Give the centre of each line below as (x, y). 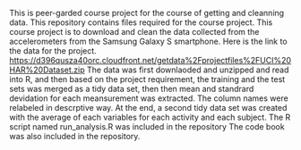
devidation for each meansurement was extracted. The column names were (149, 98)
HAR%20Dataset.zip (47, 70)
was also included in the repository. (75, 136)
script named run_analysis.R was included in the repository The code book (147, 127)
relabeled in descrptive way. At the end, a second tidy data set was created (148, 108)
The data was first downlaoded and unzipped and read (188, 70)
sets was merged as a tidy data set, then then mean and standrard (132, 89)
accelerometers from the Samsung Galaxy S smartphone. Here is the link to (149, 41)
